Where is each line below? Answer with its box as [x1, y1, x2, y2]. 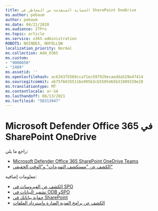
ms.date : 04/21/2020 [5, 22, 50, 27]
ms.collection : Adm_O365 [5, 50, 58, 55]
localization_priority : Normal [5, 46, 72, 51]
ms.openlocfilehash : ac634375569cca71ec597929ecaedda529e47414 [5, 74, 144, 80]
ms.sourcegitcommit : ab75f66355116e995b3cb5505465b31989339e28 [5, 79, 144, 84]
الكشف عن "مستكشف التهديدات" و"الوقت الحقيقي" [12, 164, 113, 170]
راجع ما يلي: [5, 148, 28, 155]
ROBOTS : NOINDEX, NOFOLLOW [5, 41, 63, 46]
